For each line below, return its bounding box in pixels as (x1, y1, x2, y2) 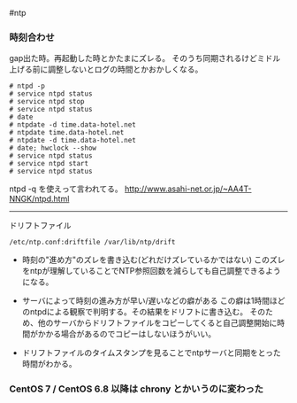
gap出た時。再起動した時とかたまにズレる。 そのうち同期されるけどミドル (9, 53, 281, 64)
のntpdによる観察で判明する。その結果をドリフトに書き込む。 (21, 306, 248, 317)
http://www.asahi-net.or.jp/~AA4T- (125, 183, 252, 194)
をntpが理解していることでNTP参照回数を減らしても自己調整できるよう (21, 266, 281, 276)
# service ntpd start (9, 159, 89, 168)
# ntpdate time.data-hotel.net (9, 128, 125, 137)
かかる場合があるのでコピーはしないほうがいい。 (37, 329, 217, 339)
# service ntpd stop (9, 97, 86, 106)
